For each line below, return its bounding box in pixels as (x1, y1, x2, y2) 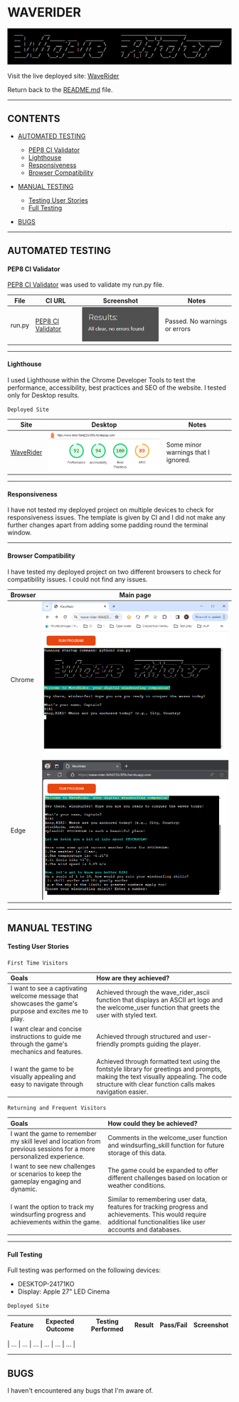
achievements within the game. (10, 1217, 102, 1226)
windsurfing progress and (10, 1210, 87, 1219)
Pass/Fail (159, 1321, 188, 1329)
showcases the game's (10, 1000, 78, 1008)
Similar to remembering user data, (107, 1194, 208, 1203)
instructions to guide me (10, 1032, 82, 1040)
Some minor (166, 440, 202, 449)
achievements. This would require (107, 1210, 207, 1219)
